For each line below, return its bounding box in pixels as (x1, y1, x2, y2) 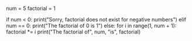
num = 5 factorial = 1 (6, 5, 56, 12)
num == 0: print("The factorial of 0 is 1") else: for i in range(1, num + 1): (6, 23, 177, 29)
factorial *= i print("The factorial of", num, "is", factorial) (6, 28, 141, 35)
